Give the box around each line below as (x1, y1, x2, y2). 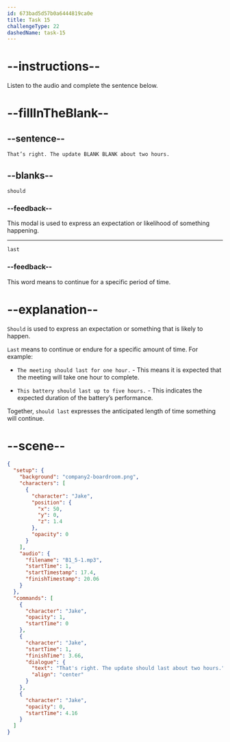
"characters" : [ (19, 480, 66, 487)
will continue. (7, 414, 44, 422)
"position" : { (31, 499, 72, 506)
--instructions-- (7, 59, 101, 74)
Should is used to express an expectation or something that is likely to (7, 324, 203, 333)
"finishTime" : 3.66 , (25, 652, 84, 659)
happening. (7, 227, 39, 235)
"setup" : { (13, 467, 44, 474)
